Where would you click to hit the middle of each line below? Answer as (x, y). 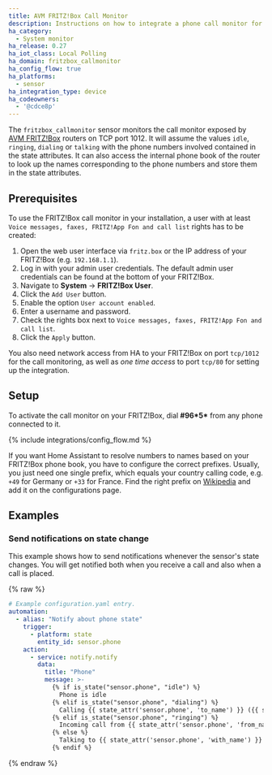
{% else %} (70, 733)
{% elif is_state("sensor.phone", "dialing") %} (135, 702)
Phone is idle (83, 695)
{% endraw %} (33, 763)
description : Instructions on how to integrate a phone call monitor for (136, 24)
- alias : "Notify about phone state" (79, 619)
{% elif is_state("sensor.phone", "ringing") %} (135, 717)
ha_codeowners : (34, 99)
